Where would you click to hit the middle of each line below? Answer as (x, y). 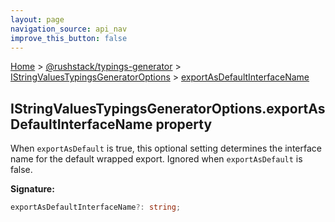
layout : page (37, 19)
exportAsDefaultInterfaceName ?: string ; (96, 207)
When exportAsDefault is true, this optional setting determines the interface (166, 148)
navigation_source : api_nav (69, 29)
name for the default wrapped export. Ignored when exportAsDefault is (156, 159)
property (184, 124)
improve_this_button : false (69, 38)
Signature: (32, 189)
